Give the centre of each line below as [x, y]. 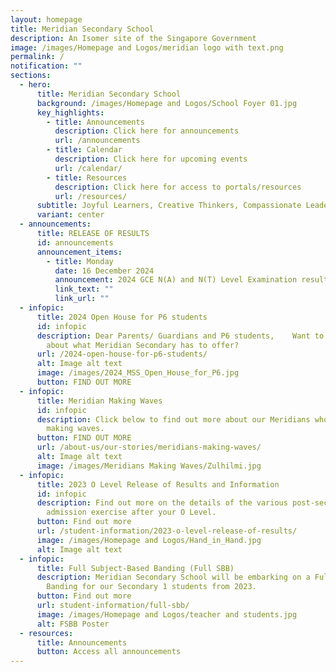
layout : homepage [46, 19]
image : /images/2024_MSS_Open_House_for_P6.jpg [138, 373]
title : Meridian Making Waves [99, 401]
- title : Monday [80, 261]
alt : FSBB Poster [73, 624]
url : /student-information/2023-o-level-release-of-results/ [167, 531]
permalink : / [37, 57]
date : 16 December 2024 [104, 271]
